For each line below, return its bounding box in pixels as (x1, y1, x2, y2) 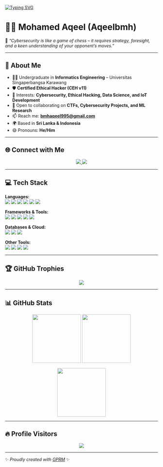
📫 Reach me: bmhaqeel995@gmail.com (12, 113, 96, 119)
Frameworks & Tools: (5, 209, 49, 215)
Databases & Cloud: (5, 224, 46, 230)
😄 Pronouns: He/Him (12, 127, 55, 133)
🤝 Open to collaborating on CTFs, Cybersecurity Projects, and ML (12, 102, 146, 108)
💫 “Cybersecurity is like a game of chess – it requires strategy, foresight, (5, 37, 150, 43)
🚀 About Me (5, 61, 41, 70)
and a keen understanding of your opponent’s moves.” (5, 43, 114, 49)
